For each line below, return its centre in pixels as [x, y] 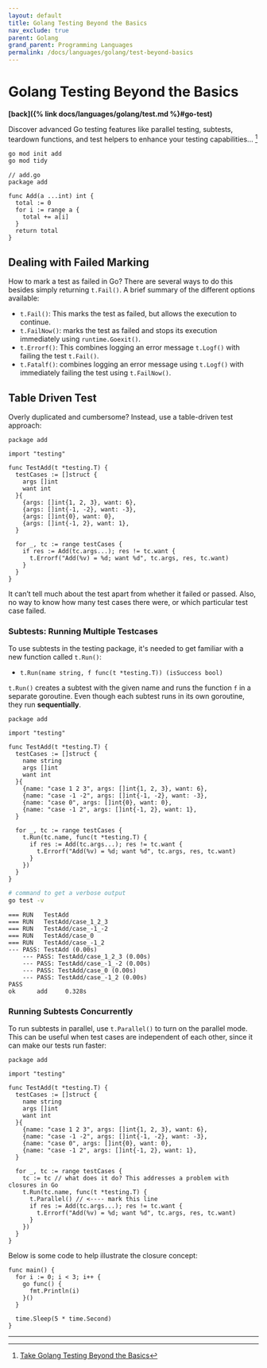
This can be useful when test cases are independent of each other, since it [130, 1037]
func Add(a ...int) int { [51, 196]
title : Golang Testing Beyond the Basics [78, 23]
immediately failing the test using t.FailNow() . [95, 373]
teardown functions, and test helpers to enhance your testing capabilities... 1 [133, 138]
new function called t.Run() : [55, 657]
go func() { [42, 1285]
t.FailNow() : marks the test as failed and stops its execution [118, 331]
